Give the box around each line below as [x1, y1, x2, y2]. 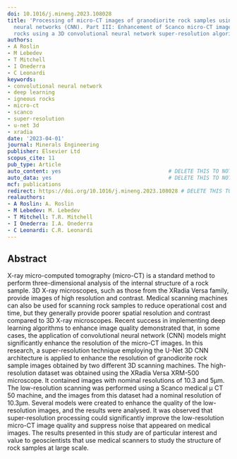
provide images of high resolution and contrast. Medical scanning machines [7, 294, 228, 302]
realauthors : [7, 194, 46, 201]
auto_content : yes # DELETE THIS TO [7, 167, 219, 175]
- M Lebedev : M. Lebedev [7, 207, 80, 214]
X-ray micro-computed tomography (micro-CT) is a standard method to [7, 271, 215, 280]
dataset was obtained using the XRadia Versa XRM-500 [37, 369, 200, 377]
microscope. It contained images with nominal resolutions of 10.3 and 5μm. [7, 377, 225, 385]
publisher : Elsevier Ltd [7, 148, 80, 155]
